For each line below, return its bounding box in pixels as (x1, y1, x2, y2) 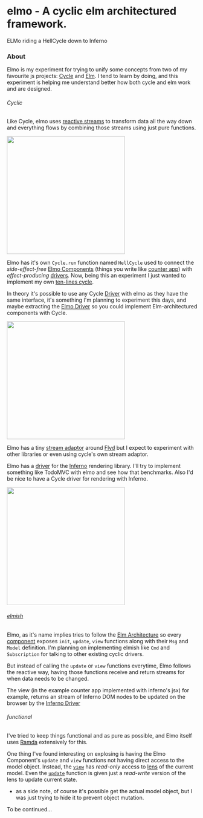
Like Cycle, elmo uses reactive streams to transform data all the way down (7, 118, 192, 125)
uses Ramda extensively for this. (7, 738, 88, 745)
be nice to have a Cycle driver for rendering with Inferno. (7, 475, 149, 482)
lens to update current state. (7, 776, 78, 783)
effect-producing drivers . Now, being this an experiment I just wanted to (7, 272, 186, 279)
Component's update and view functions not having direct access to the (7, 756, 185, 764)
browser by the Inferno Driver (7, 700, 81, 707)
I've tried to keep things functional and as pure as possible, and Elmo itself (7, 732, 192, 739)
